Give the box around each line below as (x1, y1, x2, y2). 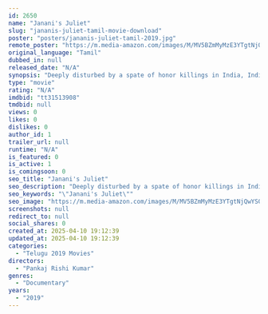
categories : (8, 242, 48, 250)
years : (8, 287, 30, 295)
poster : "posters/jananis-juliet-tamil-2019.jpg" (8, 34, 177, 42)
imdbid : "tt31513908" (8, 93, 81, 101)
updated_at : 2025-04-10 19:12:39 (8, 235, 120, 243)
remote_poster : (8, 42, 59, 50)
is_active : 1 (8, 161, 52, 169)
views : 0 (8, 109, 37, 117)
